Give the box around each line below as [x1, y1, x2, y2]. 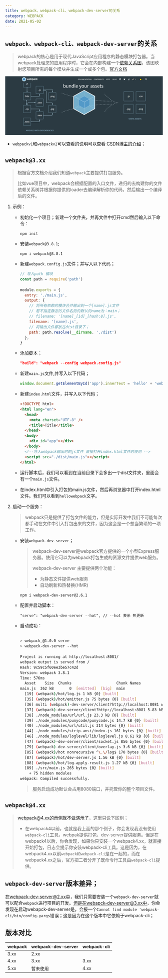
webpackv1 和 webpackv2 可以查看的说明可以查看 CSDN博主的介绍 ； [12, 141, 146, 147]
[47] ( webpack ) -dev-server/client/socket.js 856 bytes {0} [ [24, 739, 155, 744]
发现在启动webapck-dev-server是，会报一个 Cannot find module [5, 906, 137, 912]
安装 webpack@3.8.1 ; [19, 241, 59, 247]
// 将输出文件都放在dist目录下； [29, 324, 90, 329]
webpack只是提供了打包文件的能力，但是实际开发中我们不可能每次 [24, 514, 162, 520]
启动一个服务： [12, 503, 43, 510]
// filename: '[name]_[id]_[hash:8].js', [29, 314, 116, 319]
